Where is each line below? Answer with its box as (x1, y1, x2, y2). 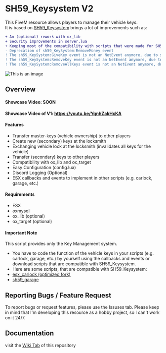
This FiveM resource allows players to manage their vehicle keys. (5, 19, 138, 25)
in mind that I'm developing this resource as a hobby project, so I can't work (5, 309, 160, 315)
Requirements (5, 191, 35, 197)
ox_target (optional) (12, 219, 52, 225)
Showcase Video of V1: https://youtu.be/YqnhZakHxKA (5, 110, 122, 117)
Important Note (5, 230, 38, 235)
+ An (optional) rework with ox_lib (5, 34, 81, 39)
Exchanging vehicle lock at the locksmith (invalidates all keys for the (12, 143, 151, 149)
